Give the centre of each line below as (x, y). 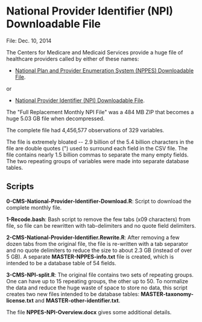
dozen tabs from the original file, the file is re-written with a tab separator (97, 243)
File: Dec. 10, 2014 (29, 40)
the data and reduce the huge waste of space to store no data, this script (97, 288)
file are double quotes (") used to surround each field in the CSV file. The (97, 148)
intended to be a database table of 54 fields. (61, 263)
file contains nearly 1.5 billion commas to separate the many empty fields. (97, 155)
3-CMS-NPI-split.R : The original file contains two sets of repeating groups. (100, 275)
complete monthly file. (34, 207)
